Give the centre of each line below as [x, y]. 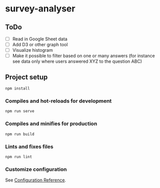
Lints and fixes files [29, 146]
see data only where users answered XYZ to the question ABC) [77, 61]
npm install [17, 89]
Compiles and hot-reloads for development [59, 101]
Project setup [27, 77]
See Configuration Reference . [36, 180]
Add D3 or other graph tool [40, 45]
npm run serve [20, 111]
